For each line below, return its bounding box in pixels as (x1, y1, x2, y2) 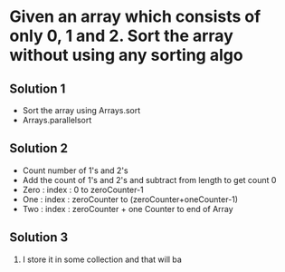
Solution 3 (9, 229, 69, 246)
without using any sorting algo (9, 45, 243, 65)
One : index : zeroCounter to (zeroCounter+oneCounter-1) (22, 193, 238, 205)
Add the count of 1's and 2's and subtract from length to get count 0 (22, 174, 277, 185)
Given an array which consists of (9, 6, 261, 27)
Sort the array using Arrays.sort (22, 105, 141, 115)
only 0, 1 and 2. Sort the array (9, 25, 233, 46)
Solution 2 (9, 141, 68, 156)
